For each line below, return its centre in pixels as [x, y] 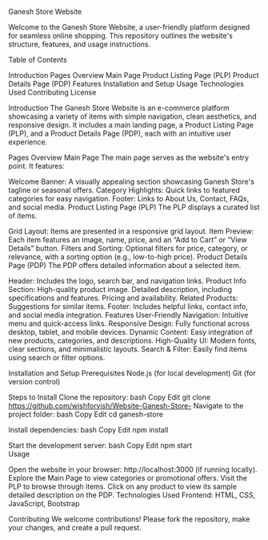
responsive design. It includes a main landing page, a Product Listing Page [131, 125]
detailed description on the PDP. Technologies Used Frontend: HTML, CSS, [132, 495]
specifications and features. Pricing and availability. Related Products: [123, 298]
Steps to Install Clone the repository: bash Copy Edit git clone [109, 397]
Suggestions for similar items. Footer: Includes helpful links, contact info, [128, 307]
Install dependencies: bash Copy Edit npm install [88, 430]
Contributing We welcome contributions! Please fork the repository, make [129, 519]
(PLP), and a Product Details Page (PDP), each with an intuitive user [120, 133]
